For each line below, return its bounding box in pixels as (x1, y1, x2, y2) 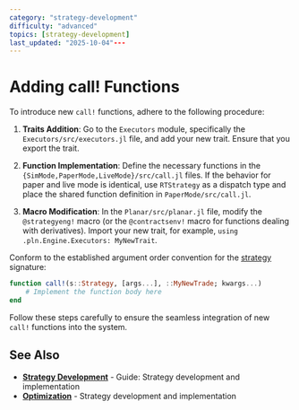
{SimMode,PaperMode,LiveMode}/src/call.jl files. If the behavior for (21, 170, 271, 180)
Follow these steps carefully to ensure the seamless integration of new (9, 311, 270, 323)
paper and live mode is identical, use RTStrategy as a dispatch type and (21, 179, 286, 190)
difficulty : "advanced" (9, 22, 98, 31)
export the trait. (21, 143, 80, 153)
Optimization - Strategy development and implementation (21, 390, 237, 401)
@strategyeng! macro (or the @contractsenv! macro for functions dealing (21, 216, 289, 227)
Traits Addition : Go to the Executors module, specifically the (21, 124, 246, 135)
